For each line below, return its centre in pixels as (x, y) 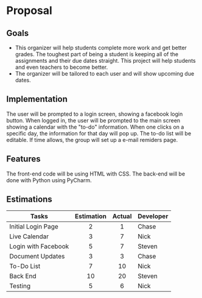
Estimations (30, 200)
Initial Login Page (34, 227)
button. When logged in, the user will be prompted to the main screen (93, 120)
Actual (122, 216)
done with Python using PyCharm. (49, 180)
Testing (20, 286)
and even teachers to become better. (61, 67)
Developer (153, 216)
